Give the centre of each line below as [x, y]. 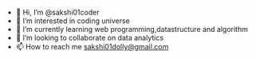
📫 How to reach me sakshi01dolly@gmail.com [92, 47]
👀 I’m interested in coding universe [73, 21]
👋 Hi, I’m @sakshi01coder [57, 12]
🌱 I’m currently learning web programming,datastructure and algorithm [132, 29]
